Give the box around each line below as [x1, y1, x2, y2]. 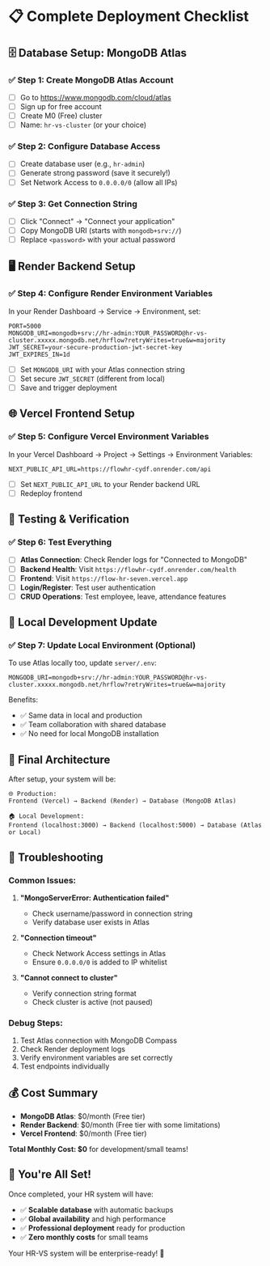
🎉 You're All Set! [8, 1167, 91, 1182]
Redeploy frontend [19, 488, 82, 498]
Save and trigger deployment [19, 383, 117, 392]
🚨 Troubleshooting [8, 850, 103, 864]
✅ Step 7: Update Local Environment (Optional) [8, 640, 196, 651]
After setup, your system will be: [8, 774, 116, 784]
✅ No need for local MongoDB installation [19, 729, 159, 739]
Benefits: [8, 695, 39, 705]
